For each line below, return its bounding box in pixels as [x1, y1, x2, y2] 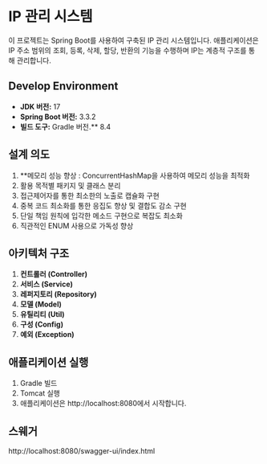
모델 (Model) [19, 299, 63, 310]
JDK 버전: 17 [19, 101, 61, 111]
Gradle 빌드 [19, 379, 58, 388]
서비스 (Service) [19, 279, 74, 289]
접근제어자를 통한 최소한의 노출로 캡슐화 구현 [19, 191, 160, 200]
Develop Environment [8, 80, 119, 93]
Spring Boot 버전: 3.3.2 [19, 112, 96, 121]
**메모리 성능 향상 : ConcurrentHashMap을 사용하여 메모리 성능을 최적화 [19, 170, 250, 180]
